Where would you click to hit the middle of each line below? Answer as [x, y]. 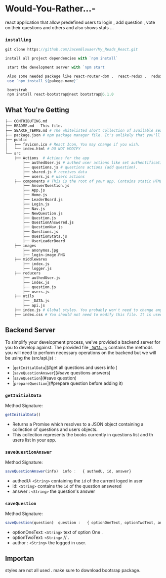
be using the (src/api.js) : [30, 358]
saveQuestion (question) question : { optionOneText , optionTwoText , [80, 523]
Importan [20, 558]
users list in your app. [34, 440]
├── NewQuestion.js [43, 213]
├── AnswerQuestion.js [46, 186]
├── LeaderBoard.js [43, 200]
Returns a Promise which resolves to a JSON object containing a [78, 424]
